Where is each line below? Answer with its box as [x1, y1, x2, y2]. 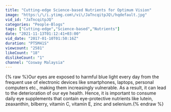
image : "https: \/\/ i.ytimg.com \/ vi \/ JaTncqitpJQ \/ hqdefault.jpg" [5, 12, 147, 17]
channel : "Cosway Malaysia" [5, 60, 65, 65]
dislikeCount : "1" [5, 55, 44, 60]
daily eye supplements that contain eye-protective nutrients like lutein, [5, 96, 153, 102]
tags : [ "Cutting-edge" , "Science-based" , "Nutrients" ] [5, 27, 120, 32]
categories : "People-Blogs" [5, 21, 65, 27]
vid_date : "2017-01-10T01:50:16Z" [5, 36, 79, 41]
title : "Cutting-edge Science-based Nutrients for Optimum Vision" [5, 7, 152, 13]
